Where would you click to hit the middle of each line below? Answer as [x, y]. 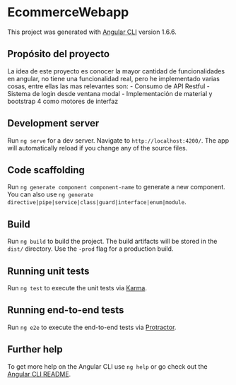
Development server [53, 123]
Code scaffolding [46, 170]
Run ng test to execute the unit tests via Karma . [77, 288]
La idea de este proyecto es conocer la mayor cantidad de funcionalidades [116, 71]
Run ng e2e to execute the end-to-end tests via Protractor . [92, 327]
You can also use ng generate [51, 194]
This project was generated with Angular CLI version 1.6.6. [92, 32]
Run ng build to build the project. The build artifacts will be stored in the [112, 242]
